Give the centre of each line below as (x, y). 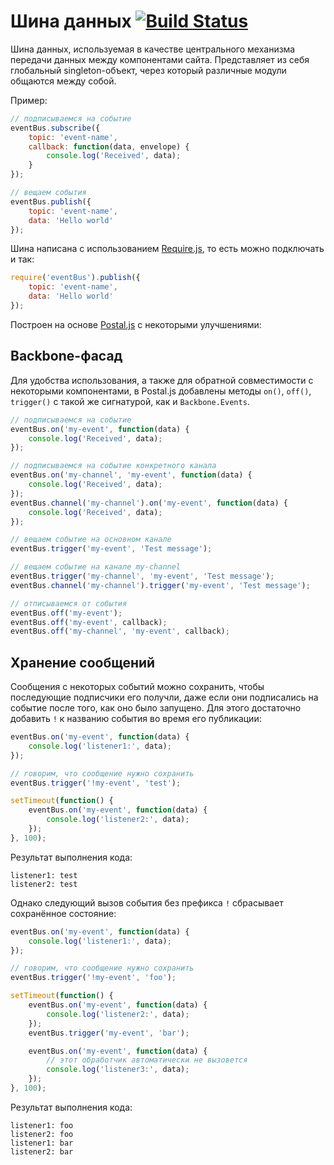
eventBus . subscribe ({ (55, 128)
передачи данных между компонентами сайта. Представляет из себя (160, 59)
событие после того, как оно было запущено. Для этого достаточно (156, 708)
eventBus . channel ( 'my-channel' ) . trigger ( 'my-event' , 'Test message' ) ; (160, 585)
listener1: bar (42, 1143)
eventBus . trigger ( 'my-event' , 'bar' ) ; (109, 1033)
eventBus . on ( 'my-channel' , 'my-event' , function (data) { (131, 475)
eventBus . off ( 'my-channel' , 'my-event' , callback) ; (120, 631)
